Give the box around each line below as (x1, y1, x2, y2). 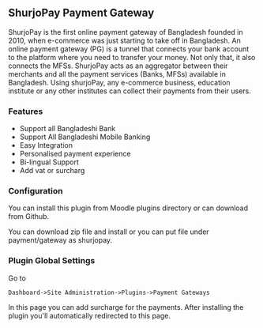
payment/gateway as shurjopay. (8, 236, 113, 245)
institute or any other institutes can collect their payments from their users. (8, 86, 251, 96)
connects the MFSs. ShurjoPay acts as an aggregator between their (8, 61, 228, 70)
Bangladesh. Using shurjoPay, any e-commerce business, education (8, 77, 231, 87)
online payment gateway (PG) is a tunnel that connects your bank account (8, 43, 250, 54)
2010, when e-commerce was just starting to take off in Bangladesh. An (8, 36, 241, 45)
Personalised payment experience (19, 149, 131, 159)
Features (8, 106, 43, 117)
